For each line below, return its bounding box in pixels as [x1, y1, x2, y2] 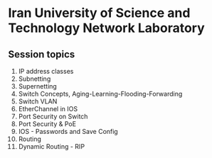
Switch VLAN [18, 97, 58, 106]
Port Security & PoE [18, 120, 77, 128]
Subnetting [18, 74, 51, 83]
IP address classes [18, 67, 74, 75]
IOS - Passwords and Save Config [18, 128, 118, 135]
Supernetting [18, 82, 58, 90]
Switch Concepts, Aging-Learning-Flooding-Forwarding [18, 90, 183, 98]
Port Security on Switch [18, 112, 88, 120]
